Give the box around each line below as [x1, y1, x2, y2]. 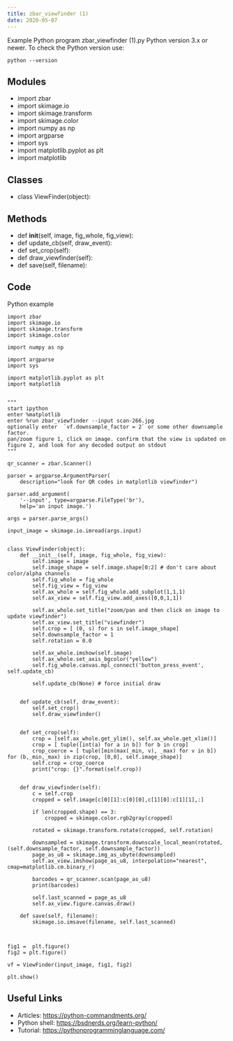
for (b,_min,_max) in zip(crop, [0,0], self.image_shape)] [7, 753, 183, 760]
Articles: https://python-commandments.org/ [17, 1011, 146, 1019]
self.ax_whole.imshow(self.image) [32, 649, 133, 657]
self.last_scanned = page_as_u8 [32, 894, 127, 901]
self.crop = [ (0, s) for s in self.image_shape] [32, 625, 179, 632]
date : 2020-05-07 [7, 17, 58, 24]
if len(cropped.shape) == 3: [32, 808, 117, 815]
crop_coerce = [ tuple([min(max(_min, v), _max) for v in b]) [32, 747, 217, 755]
